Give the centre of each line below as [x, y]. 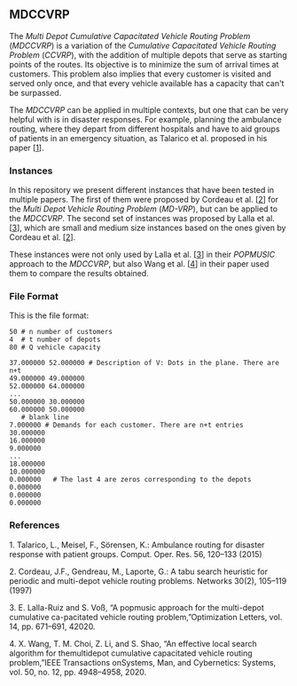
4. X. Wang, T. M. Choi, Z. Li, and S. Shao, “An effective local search [133, 643]
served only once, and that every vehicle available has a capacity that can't [147, 83]
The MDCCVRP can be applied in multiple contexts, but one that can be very [149, 109]
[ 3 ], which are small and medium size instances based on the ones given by [148, 228]
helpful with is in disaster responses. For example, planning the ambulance [145, 119]
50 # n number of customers [61, 332]
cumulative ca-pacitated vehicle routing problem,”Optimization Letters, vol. [146, 617]
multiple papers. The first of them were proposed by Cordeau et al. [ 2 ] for [144, 200]
